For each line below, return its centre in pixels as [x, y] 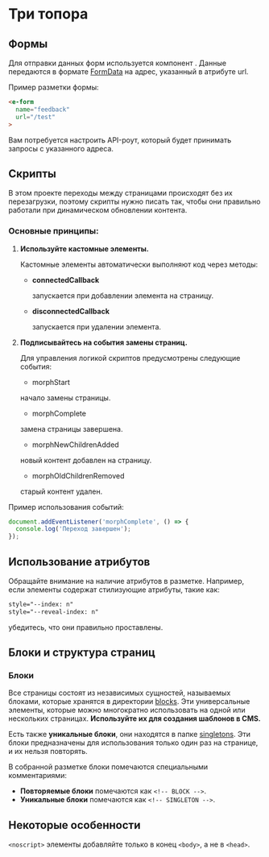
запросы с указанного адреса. [61, 148]
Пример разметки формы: [54, 87]
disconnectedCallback [71, 311]
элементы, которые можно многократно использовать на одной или [127, 710]
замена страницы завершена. [71, 428]
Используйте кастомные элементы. [84, 248]
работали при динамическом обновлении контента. [98, 210]
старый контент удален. [61, 491]
